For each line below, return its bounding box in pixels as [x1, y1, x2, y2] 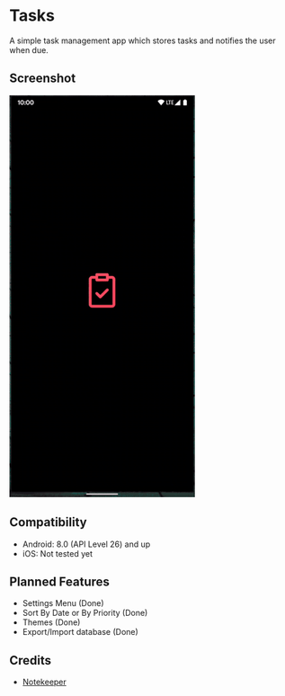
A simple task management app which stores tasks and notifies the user [9, 35, 276, 46]
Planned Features [9, 574, 111, 589]
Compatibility [9, 514, 87, 531]
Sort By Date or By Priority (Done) [22, 608, 148, 619]
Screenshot [9, 71, 76, 86]
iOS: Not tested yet [22, 548, 93, 558]
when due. [9, 44, 49, 55]
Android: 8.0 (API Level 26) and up [22, 539, 151, 549]
